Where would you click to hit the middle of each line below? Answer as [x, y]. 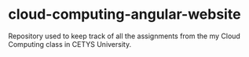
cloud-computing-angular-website [124, 14]
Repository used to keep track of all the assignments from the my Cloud [124, 36]
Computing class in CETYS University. [70, 44]
